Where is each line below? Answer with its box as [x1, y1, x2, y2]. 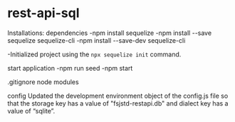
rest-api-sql [7, 5, 80, 21]
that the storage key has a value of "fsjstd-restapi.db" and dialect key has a [7, 98, 229, 108]
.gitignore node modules [7, 77, 80, 86]
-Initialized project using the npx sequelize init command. [7, 50, 182, 59]
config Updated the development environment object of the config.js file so [7, 91, 229, 100]
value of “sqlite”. [7, 106, 56, 115]
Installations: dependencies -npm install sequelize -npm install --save [7, 29, 212, 37]
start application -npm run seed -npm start [7, 63, 133, 72]
